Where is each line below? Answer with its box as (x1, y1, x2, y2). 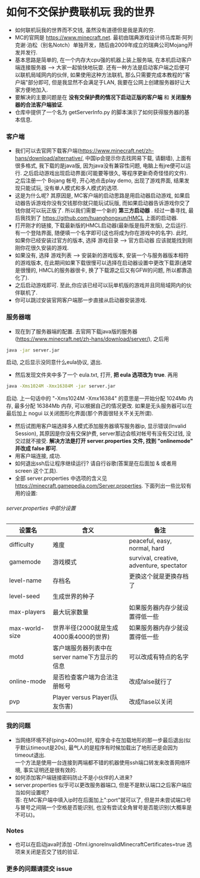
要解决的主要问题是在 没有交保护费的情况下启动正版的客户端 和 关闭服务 (14, 93, 192, 100)
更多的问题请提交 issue (6, 865, 73, 873)
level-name (9, 576, 42, 585)
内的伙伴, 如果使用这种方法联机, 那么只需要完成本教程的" (46, 71, 186, 78)
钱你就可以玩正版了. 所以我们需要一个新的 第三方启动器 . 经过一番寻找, (14, 207, 187, 214)
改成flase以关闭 (129, 697, 173, 706)
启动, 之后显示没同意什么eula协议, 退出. (6, 359, 102, 366)
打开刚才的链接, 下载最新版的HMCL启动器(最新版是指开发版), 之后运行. (14, 222, 188, 229)
